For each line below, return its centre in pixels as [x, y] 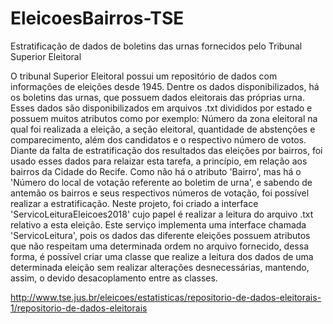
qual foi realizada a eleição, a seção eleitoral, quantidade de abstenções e [163, 129]
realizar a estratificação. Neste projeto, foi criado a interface [134, 203]
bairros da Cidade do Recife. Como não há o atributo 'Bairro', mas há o [156, 171]
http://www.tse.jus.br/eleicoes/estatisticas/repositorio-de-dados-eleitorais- [166, 297]
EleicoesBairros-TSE [97, 18]
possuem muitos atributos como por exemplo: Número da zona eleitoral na [164, 118]
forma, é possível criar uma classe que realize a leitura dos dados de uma [162, 256]
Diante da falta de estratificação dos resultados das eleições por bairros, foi [166, 150]
